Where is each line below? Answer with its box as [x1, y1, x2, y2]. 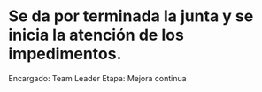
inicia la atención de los [8, 25, 185, 45]
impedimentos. [8, 44, 122, 64]
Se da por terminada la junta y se [8, 6, 254, 27]
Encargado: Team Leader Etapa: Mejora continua [8, 73, 187, 83]
